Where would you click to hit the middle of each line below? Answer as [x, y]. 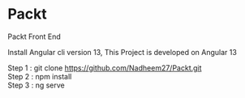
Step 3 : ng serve [37, 85]
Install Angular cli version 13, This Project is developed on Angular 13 [122, 52]
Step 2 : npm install [40, 76]
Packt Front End [34, 36]
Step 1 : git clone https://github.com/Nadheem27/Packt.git [105, 68]
